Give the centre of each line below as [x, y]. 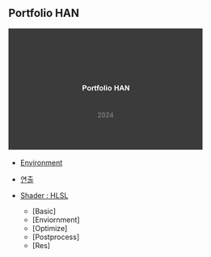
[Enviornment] [56, 219]
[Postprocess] [55, 237]
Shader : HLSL [44, 195]
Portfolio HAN [44, 13]
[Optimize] [50, 228]
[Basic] [44, 211]
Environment [41, 162]
